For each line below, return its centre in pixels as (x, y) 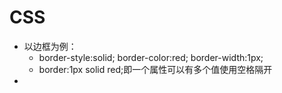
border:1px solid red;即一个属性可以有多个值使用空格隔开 (155, 69)
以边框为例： (50, 46)
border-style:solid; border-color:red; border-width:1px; (151, 57)
